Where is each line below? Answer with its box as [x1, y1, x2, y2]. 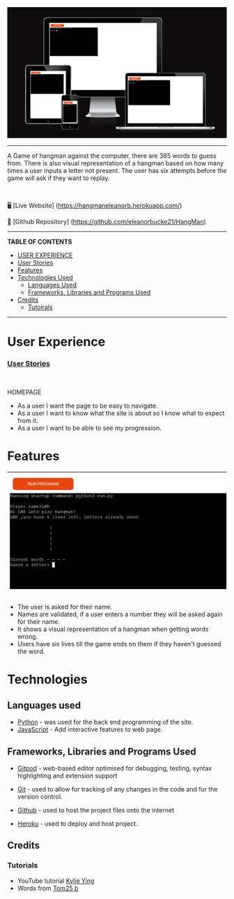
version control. [17, 792, 63, 801]
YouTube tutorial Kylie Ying [17, 876, 95, 885]
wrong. [17, 632, 38, 641]
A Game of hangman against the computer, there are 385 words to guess [7, 151, 217, 160]
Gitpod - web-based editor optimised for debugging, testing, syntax [17, 764, 212, 773]
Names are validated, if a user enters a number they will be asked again [17, 610, 223, 618]
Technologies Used [17, 273, 73, 281]
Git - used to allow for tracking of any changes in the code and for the [17, 785, 218, 794]
